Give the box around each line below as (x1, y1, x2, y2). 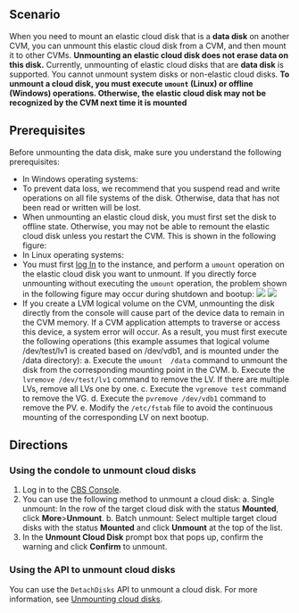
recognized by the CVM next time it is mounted (9, 97, 187, 108)
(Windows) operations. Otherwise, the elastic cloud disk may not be (9, 87, 266, 98)
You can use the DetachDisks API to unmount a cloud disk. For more (9, 584, 258, 594)
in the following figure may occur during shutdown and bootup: (21, 288, 254, 299)
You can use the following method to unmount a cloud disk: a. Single (21, 494, 275, 505)
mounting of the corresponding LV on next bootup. (21, 411, 210, 422)
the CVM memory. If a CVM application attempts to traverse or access (21, 317, 281, 327)
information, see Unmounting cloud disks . (9, 593, 163, 604)
